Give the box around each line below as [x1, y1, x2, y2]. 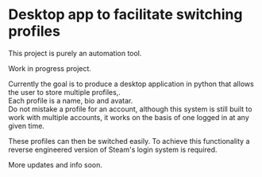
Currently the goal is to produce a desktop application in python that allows [8, 79, 254, 88]
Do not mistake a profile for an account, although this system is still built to [8, 104, 252, 114]
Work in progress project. [8, 63, 91, 73]
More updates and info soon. [8, 160, 103, 169]
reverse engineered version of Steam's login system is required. [8, 145, 218, 154]
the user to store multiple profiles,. [8, 87, 121, 96]
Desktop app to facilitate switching [8, 6, 243, 24]
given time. [8, 121, 45, 130]
